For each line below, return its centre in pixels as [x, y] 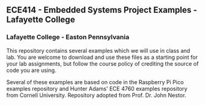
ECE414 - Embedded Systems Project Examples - [102, 10]
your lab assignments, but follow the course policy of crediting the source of [102, 63]
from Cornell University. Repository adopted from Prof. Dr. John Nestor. [96, 95]
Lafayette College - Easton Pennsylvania [68, 37]
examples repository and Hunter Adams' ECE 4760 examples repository [97, 88]
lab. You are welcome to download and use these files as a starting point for [102, 57]
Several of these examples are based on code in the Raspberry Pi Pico [95, 82]
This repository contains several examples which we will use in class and [99, 50]
